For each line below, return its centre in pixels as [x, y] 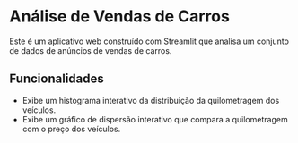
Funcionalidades [57, 79]
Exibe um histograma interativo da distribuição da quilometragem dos [151, 100]
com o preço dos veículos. [71, 129]
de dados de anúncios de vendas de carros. [91, 50]
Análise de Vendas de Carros [120, 17]
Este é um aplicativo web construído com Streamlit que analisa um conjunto [149, 41]
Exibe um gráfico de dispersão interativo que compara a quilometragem [155, 119]
